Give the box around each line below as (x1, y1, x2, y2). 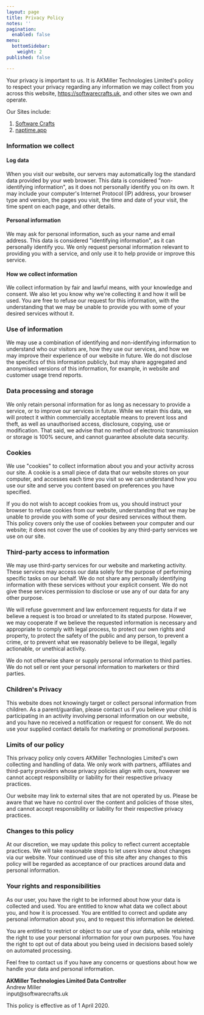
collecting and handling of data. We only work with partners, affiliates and (6, 761, 192, 768)
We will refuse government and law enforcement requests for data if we (6, 606, 187, 613)
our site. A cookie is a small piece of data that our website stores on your (6, 469, 189, 476)
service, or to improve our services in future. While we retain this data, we (6, 407, 192, 415)
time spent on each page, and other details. (6, 202, 116, 210)
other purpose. (6, 594, 44, 602)
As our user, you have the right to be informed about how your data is (6, 896, 181, 903)
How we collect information (6, 270, 78, 278)
